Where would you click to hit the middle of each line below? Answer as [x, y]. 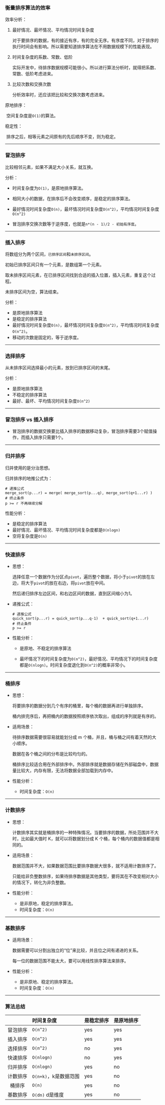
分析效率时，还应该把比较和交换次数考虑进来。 [59, 95]
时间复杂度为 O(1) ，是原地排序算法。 [49, 188]
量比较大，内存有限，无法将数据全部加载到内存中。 [64, 770]
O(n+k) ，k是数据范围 [56, 1076]
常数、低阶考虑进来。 [34, 74]
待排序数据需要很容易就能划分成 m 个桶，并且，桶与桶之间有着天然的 [82, 737]
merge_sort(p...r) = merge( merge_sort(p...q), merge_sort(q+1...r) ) [79, 493]
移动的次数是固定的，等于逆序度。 [47, 337]
